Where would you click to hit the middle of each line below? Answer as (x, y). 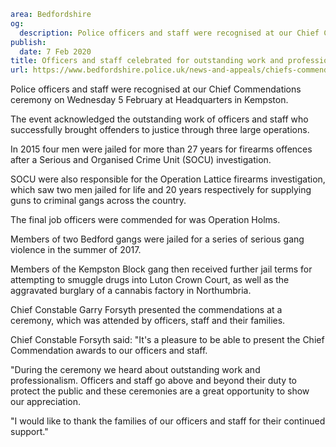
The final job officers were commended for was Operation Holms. (145, 220)
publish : (28, 42)
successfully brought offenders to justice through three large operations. (160, 130)
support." (29, 432)
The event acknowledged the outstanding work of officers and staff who (159, 119)
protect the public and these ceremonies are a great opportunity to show (160, 391)
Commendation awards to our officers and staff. (109, 351)
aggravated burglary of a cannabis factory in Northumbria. (131, 291)
